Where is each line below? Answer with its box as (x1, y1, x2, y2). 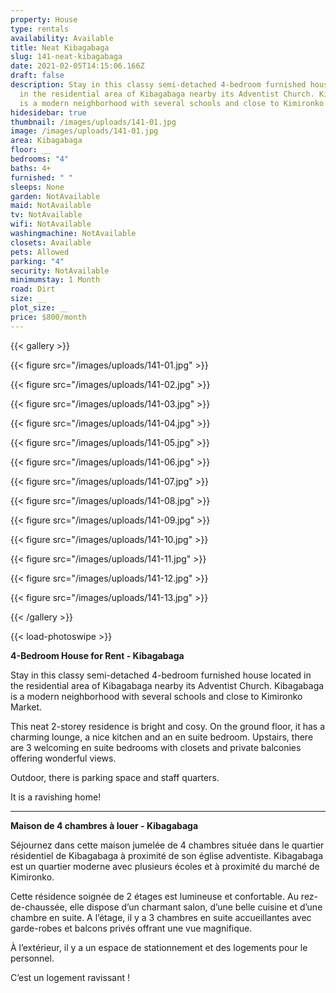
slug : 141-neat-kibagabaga (10, 52, 123, 62)
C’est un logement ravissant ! (10, 971, 130, 983)
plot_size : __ (10, 303, 70, 313)
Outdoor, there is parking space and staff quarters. (10, 771, 220, 783)
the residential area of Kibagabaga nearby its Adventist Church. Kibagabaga (10, 679, 325, 691)
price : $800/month (10, 312, 87, 322)
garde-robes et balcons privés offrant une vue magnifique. (10, 922, 253, 934)
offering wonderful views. (10, 752, 117, 764)
